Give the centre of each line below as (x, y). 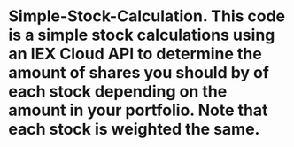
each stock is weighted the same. (134, 129)
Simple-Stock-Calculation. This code (147, 16)
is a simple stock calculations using (142, 35)
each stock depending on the (118, 92)
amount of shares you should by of (139, 73)
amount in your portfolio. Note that (138, 110)
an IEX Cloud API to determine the (135, 54)
